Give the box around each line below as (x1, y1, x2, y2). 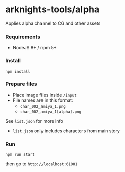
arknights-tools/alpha (5, 4, 100, 15)
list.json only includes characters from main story (12, 128, 120, 134)
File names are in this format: (12, 97, 73, 104)
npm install (5, 68, 30, 74)
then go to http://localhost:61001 (5, 161, 78, 167)
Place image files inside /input (12, 92, 77, 98)
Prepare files (5, 80, 37, 87)
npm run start (5, 152, 35, 157)
